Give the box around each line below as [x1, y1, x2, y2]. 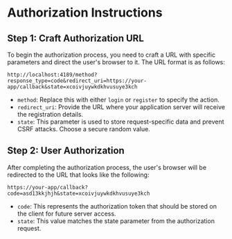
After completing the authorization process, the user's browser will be [7, 163, 206, 171]
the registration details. [17, 111, 84, 118]
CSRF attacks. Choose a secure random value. [17, 125, 150, 133]
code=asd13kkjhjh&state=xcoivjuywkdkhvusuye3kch [7, 190, 150, 197]
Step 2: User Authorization [7, 145, 125, 157]
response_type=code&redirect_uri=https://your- [7, 77, 148, 84]
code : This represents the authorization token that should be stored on [17, 202, 217, 210]
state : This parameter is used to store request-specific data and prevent [17, 117, 224, 126]
